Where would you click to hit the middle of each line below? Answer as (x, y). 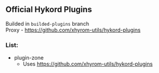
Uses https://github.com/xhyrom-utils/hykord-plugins (88, 64)
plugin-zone (29, 58)
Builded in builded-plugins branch (47, 23)
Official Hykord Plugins (49, 10)
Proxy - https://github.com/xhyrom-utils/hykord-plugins (73, 30)
